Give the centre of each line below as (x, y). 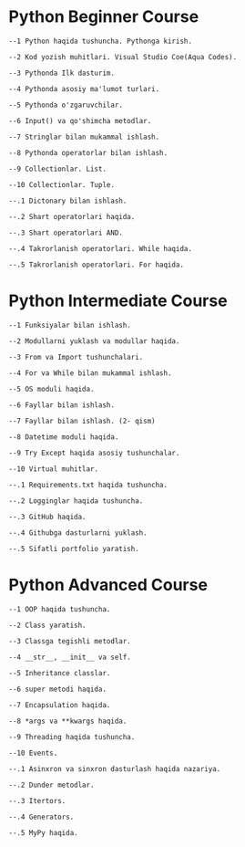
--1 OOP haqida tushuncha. (60, 609)
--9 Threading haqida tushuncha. (72, 737)
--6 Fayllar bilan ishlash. (62, 405)
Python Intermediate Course (118, 301)
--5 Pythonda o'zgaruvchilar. (66, 105)
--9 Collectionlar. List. (57, 169)
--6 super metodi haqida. (57, 689)
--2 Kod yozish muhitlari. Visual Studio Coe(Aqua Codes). (123, 57)
